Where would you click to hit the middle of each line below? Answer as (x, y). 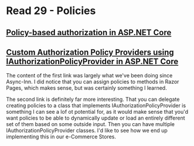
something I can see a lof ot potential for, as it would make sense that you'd (97, 112)
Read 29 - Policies (51, 11)
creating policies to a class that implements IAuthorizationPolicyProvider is (96, 106)
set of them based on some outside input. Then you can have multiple (90, 124)
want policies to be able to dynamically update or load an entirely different (96, 118)
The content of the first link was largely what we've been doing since (89, 76)
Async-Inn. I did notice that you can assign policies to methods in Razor (93, 82)
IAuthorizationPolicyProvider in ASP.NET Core (92, 61)
